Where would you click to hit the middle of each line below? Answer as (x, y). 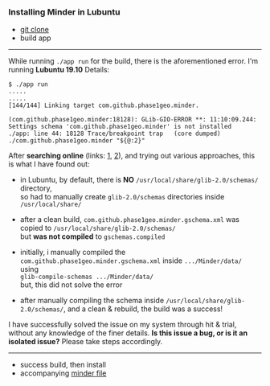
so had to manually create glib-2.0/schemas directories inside (122, 197)
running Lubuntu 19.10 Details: (59, 70)
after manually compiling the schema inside (92, 301)
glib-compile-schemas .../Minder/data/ (87, 277)
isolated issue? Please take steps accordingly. (86, 342)
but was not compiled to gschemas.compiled (92, 236)
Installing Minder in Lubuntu (64, 12)
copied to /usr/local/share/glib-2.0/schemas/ (98, 228)
